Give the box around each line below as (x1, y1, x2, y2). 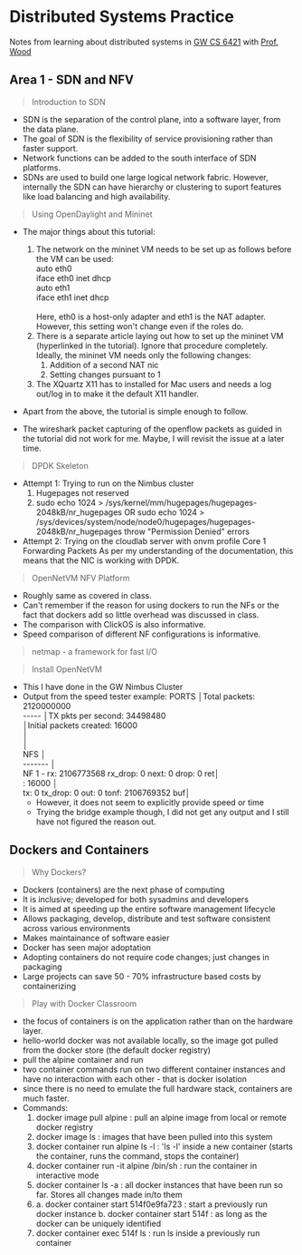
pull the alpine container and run (22, 1054, 144, 1065)
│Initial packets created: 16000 (22, 719, 138, 731)
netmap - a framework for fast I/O (31, 646, 158, 657)
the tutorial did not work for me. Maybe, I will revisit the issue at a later (22, 433, 285, 443)
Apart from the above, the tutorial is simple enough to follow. (22, 405, 249, 416)
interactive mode (35, 1170, 99, 1181)
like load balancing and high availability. (22, 190, 171, 201)
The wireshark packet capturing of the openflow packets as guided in (22, 423, 282, 434)
